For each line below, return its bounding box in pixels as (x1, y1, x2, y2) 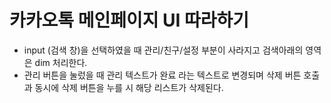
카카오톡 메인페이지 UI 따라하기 (9, 9, 250, 32)
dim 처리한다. (34, 56, 88, 68)
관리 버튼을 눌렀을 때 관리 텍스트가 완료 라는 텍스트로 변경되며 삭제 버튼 (23, 69, 302, 81)
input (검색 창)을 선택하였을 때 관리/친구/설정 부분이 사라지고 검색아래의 (23, 44, 304, 56)
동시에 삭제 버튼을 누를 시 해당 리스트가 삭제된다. (34, 81, 224, 93)
